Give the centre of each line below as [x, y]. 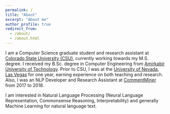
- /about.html [25, 39]
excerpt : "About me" [27, 19]
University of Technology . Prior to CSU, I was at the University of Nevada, [82, 69]
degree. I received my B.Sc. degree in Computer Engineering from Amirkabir [85, 64]
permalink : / [19, 10]
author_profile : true [28, 24]
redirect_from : [21, 29]
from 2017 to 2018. [25, 85]
